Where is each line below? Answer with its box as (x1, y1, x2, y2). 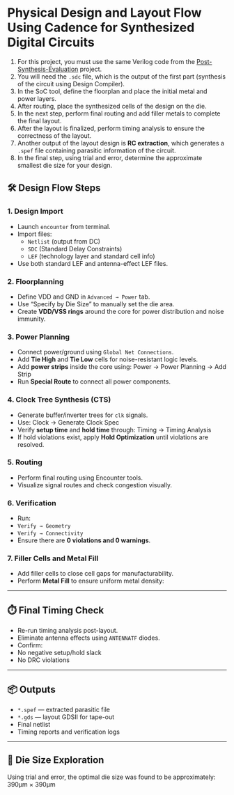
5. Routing (7, 457, 43, 467)
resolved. (17, 440, 45, 448)
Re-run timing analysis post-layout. (17, 627, 118, 635)
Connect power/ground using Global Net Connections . (17, 348, 174, 356)
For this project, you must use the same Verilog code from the (17, 57, 195, 65)
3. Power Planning (7, 332, 70, 342)
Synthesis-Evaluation (17, 65, 79, 73)
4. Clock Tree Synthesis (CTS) (7, 395, 111, 404)
